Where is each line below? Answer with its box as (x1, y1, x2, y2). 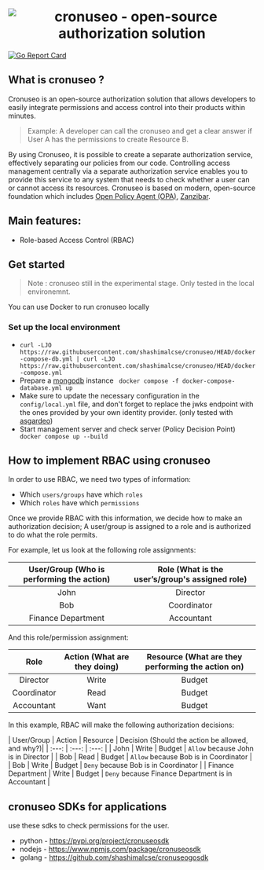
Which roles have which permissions (19, 498, 140, 508)
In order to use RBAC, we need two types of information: (8, 475, 191, 484)
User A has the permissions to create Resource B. (27, 134, 189, 144)
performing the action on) (145, 661, 244, 672)
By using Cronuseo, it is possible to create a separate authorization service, (8, 149, 253, 159)
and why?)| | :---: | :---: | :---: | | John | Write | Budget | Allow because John (8, 743, 254, 754)
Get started (8, 258, 65, 271)
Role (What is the (157, 564, 224, 575)
